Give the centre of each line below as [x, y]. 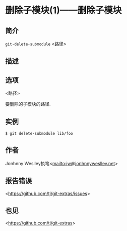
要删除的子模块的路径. [28, 104]
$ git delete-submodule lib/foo [39, 134]
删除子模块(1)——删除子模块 [63, 10]
